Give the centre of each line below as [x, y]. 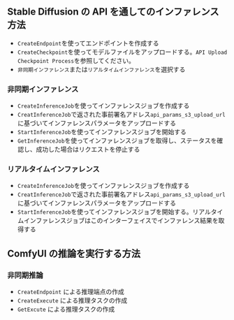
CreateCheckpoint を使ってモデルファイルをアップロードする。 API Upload [122, 52]
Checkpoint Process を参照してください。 [76, 60]
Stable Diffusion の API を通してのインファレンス [113, 12]
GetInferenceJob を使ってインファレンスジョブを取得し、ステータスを [117, 140]
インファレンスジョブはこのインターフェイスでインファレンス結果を [121, 221]
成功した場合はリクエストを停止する [88, 150]
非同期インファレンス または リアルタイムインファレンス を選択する [101, 69]
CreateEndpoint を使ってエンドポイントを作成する [88, 43]
